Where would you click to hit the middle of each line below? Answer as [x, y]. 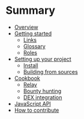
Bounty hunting [42, 91]
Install [31, 65]
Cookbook [27, 78]
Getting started [33, 33]
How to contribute [37, 110]
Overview [26, 27]
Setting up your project [43, 59]
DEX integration [43, 97]
